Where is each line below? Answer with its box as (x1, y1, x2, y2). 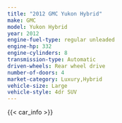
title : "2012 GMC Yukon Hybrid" (7, 10, 102, 18)
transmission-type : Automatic (7, 56, 97, 63)
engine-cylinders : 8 (7, 50, 68, 57)
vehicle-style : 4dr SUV (7, 89, 78, 96)
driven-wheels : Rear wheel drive (7, 63, 106, 70)
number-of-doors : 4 (7, 69, 65, 76)
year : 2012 (7, 30, 39, 37)
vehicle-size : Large (7, 82, 68, 89)
